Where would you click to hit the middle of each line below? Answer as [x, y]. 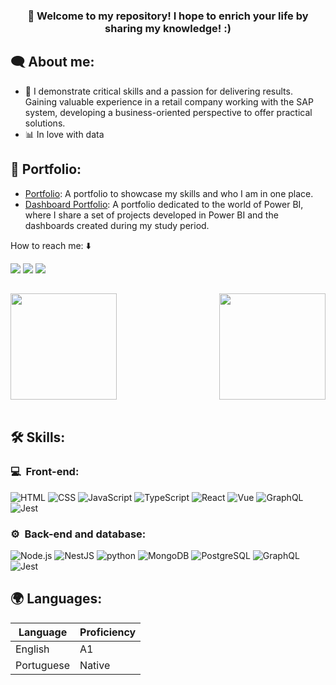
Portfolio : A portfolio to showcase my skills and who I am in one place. [169, 193]
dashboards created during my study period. [117, 225]
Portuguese [43, 665]
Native [95, 665]
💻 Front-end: [45, 472]
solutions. [45, 123]
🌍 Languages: [56, 599]
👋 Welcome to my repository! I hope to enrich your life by [168, 16]
